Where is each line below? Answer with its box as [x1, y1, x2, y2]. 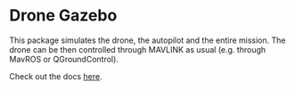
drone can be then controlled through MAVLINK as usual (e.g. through [9, 44, 266, 54]
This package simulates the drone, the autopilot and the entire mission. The [9, 35, 286, 45]
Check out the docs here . [9, 70, 102, 81]
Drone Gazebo [9, 5, 118, 26]
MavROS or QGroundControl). [9, 53, 119, 64]
